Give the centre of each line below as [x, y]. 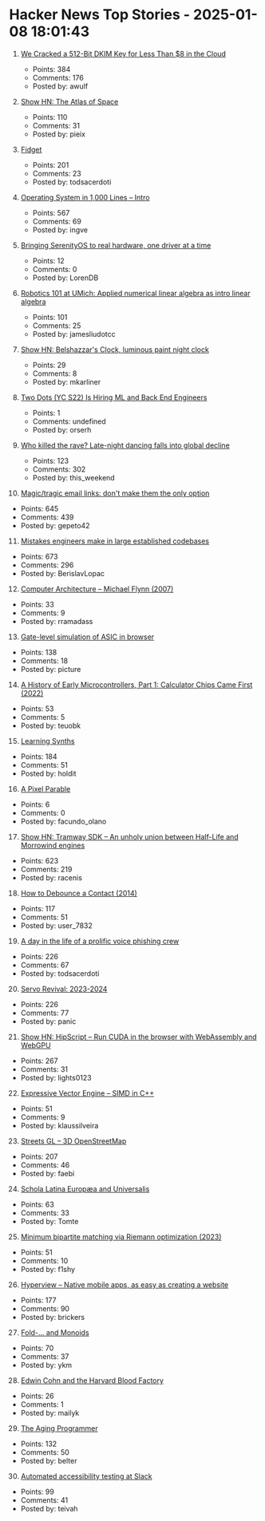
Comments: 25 [57, 326]
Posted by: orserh [62, 429]
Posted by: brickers [53, 1317]
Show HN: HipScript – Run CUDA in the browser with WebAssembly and [138, 1037]
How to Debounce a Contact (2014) [79, 893]
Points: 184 [39, 757]
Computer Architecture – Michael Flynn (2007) [97, 589]
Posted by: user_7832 [56, 925]
